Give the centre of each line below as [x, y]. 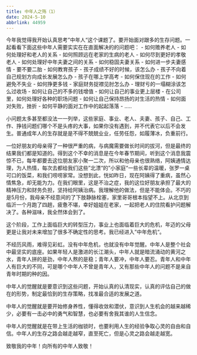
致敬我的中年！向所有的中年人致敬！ [50, 346]
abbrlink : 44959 [26, 22]
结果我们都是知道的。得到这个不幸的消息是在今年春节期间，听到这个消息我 [96, 153]
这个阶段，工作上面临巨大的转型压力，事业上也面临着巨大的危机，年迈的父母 [98, 225]
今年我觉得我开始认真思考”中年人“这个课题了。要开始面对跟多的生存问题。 [96, 40]
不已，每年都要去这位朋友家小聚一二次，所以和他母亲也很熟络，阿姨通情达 [101, 161]
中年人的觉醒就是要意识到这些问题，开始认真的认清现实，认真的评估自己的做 [98, 287]
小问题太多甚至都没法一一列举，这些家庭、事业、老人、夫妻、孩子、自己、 [96, 119]
